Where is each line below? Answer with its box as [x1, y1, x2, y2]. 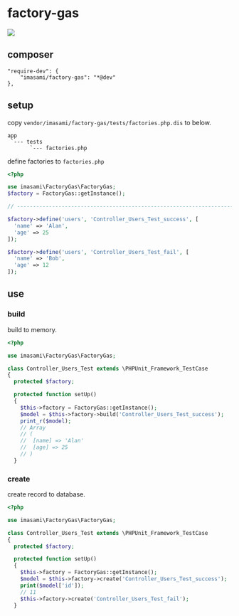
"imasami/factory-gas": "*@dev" [20, 73, 116, 81]
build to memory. [7, 325, 57, 334]
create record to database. [7, 490, 85, 499]
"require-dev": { [7, 68, 59, 75]
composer [7, 48, 54, 61]
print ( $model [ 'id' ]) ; [20, 582, 84, 589]
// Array [20, 424, 46, 431]
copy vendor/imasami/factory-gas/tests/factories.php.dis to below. [7, 118, 211, 127]
